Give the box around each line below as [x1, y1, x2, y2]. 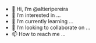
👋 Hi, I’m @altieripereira [11, 6, 69, 12]
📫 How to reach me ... [11, 31, 66, 37]
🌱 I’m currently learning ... [11, 18, 74, 24]
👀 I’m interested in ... [11, 12, 61, 19]
